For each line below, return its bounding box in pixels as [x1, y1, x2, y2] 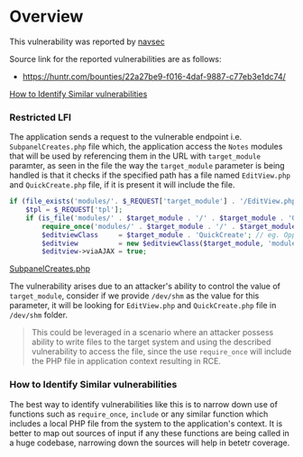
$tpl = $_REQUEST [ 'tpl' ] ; [25, 206, 124, 215]
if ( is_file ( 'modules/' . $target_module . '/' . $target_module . [25, 214, 285, 223]
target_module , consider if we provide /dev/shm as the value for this [9, 290, 260, 301]
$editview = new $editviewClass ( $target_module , [41, 239, 264, 248]
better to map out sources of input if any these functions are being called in [9, 427, 290, 438]
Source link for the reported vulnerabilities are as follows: [9, 53, 223, 64]
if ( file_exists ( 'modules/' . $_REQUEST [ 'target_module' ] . [9, 197, 236, 206]
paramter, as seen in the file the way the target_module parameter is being [9, 160, 286, 171]
